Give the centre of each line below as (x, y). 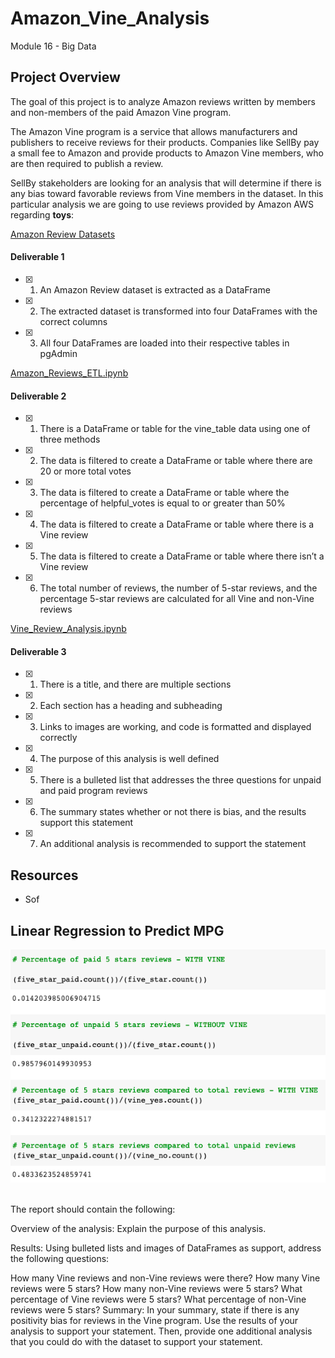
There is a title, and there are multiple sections (135, 684)
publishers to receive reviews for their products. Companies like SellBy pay (165, 142)
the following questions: (60, 1258)
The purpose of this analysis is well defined (129, 759)
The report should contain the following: (93, 1209)
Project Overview (65, 77)
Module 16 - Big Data (53, 46)
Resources (44, 875)
